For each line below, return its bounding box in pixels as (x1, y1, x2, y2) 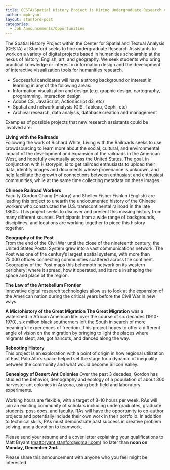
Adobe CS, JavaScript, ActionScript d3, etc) (12, 98, 105, 104)
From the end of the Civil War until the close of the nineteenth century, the (5, 240, 160, 246)
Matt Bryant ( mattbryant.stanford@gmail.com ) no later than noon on (5, 439, 148, 445)
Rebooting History (5, 345, 45, 351)
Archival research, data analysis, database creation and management (12, 110, 157, 116)
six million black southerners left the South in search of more (19, 319, 146, 325)
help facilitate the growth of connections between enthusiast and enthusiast (5, 172, 164, 178)
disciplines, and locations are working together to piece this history (5, 220, 145, 226)
